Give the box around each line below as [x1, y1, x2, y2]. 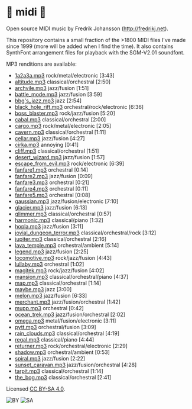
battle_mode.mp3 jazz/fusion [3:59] [14, 91, 102, 98]
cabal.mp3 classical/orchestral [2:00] [14, 115, 106, 123]
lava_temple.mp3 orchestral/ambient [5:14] [14, 241, 119, 249]
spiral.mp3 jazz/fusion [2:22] [14, 355, 86, 362]
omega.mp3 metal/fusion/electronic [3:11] [14, 317, 116, 324]
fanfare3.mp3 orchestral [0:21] [14, 179, 90, 186]
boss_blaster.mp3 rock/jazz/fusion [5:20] [14, 110, 115, 117]
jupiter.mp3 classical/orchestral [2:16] [14, 235, 107, 242]
